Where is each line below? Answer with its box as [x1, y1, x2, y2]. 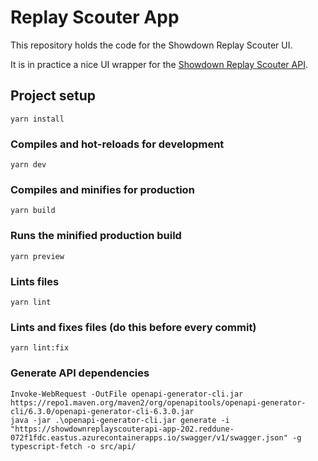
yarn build [10, 206, 56, 216]
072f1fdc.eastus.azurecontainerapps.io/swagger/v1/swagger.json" [10, 432, 288, 443]
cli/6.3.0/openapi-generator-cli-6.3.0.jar [10, 406, 195, 416]
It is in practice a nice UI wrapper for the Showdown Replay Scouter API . [10, 58, 308, 70]
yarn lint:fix [10, 343, 70, 353]
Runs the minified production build [10, 229, 182, 243]
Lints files [10, 274, 60, 288]
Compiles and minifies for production [10, 182, 195, 196]
